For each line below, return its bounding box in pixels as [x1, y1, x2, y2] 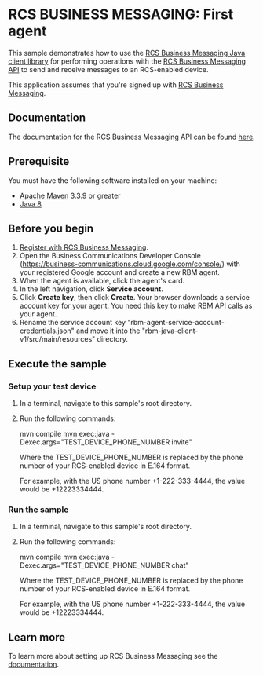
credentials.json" [19, 326, 75, 335]
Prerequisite [8, 155, 70, 168]
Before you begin [8, 221, 94, 235]
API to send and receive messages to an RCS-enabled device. [8, 64, 209, 74]
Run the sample [8, 504, 69, 515]
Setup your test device [8, 381, 97, 392]
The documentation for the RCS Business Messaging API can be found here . [8, 132, 255, 141]
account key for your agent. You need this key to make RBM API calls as [19, 301, 253, 311]
